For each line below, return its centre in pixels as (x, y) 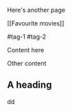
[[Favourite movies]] (36, 23)
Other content (27, 63)
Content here (26, 50)
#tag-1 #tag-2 (27, 37)
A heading (29, 85)
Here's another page (36, 10)
